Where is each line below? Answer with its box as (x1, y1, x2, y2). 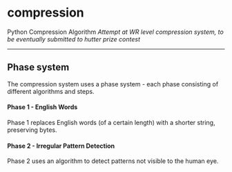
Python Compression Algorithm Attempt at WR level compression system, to (7, 28, 224, 36)
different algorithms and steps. (7, 87, 95, 95)
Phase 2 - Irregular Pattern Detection (7, 142, 115, 150)
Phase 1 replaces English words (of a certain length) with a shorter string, (7, 118, 215, 126)
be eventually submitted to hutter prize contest (7, 35, 140, 43)
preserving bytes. (7, 126, 57, 134)
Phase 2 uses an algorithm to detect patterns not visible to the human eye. (7, 157, 219, 165)
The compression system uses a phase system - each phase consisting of (7, 79, 219, 88)
